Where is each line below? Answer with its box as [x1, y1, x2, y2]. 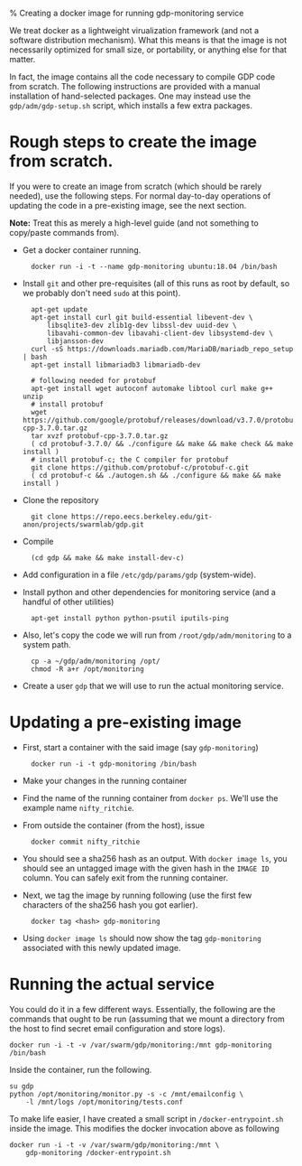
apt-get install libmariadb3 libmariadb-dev [31, 360, 201, 369]
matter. [9, 54, 36, 64]
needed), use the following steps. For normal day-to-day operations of [9, 190, 271, 201]
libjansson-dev [46, 336, 104, 346]
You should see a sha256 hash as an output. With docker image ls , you [22, 853, 288, 863]
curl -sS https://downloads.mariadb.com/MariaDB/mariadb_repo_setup [31, 344, 294, 353]
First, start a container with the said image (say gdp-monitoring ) [22, 742, 259, 752]
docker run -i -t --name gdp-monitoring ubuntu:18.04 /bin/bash [31, 262, 278, 271]
